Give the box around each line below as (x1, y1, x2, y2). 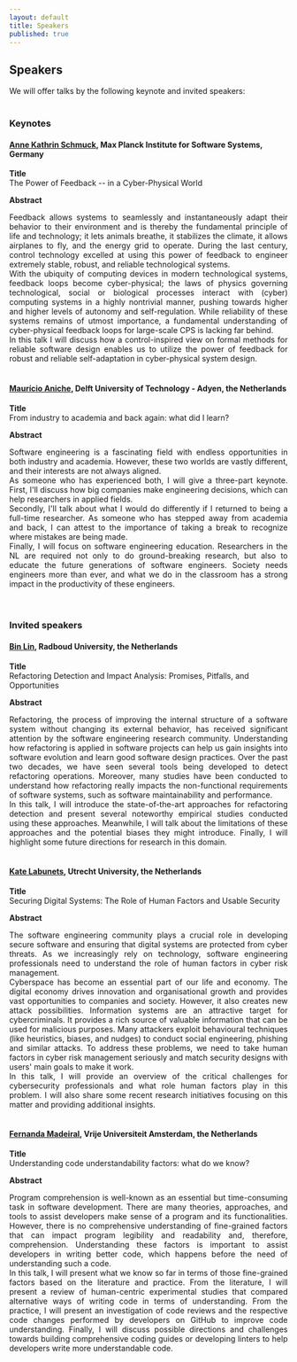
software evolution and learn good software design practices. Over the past (9, 751, 288, 762)
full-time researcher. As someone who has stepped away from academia (9, 512, 288, 523)
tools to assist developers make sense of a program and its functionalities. (9, 1211, 288, 1222)
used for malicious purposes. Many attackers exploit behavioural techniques (9, 1023, 288, 1034)
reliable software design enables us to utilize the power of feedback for (9, 344, 288, 354)
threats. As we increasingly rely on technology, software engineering (9, 948, 288, 959)
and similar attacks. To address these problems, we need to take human (9, 1042, 288, 1053)
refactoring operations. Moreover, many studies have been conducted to (9, 770, 288, 781)
